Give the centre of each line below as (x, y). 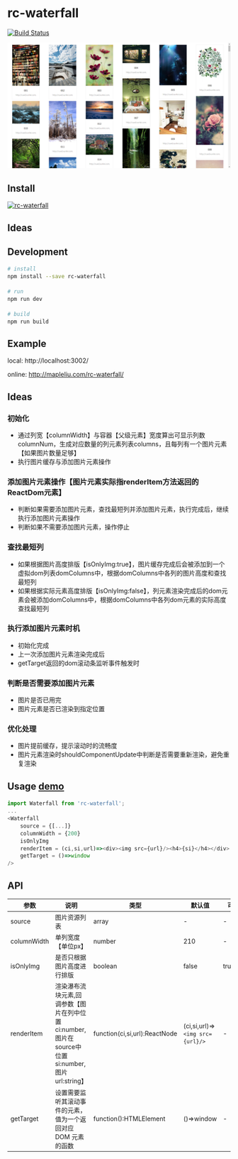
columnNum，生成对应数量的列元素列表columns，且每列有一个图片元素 (122, 444)
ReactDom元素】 (36, 493)
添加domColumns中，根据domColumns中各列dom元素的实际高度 (131, 599)
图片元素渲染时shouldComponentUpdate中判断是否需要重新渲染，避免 (120, 754)
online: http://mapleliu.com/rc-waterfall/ (66, 375)
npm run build (28, 322)
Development (38, 252)
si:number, (70, 1064)
